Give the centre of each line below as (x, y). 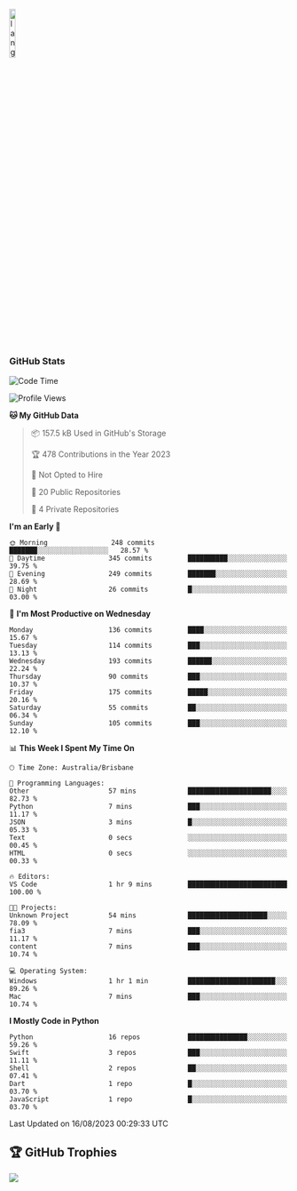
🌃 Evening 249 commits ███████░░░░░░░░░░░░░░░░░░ (148, 573)
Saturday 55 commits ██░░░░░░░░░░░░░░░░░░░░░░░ (148, 707)
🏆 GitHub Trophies (63, 1152)
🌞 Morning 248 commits (82, 542)
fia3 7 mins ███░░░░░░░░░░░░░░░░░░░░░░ (148, 931)
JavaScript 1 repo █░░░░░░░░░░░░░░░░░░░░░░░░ (148, 1099)
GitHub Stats (37, 362)
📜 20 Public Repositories (76, 492)
